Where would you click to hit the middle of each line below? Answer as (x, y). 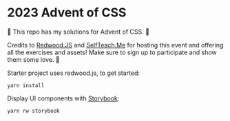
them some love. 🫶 (33, 59)
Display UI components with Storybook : (63, 98)
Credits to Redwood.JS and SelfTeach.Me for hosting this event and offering (115, 45)
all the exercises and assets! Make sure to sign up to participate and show (112, 52)
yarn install (26, 85)
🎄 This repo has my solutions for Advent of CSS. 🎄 (79, 32)
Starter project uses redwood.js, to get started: (73, 73)
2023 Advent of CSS (67, 13)
